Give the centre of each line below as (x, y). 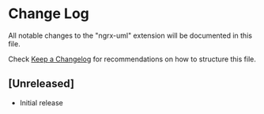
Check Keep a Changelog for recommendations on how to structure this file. (132, 59)
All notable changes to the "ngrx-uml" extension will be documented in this (130, 35)
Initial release (41, 102)
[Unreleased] (41, 84)
